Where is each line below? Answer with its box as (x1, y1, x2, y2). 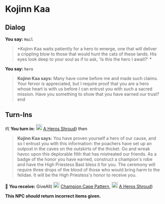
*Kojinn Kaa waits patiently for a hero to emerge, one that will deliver (17, 46, 157, 51)
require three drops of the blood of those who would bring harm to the (17, 166, 160, 172)
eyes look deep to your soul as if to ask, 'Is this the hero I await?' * (17, 56, 152, 62)
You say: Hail (5, 36, 33, 42)
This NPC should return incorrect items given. (5, 193, 101, 199)
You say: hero (5, 66, 33, 72)
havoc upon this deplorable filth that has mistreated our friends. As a (17, 151, 157, 157)
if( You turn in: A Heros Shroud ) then (5, 125, 88, 131)
